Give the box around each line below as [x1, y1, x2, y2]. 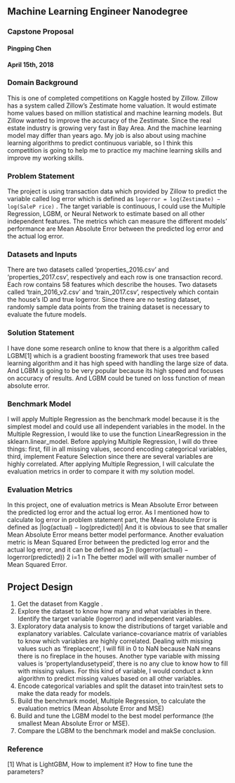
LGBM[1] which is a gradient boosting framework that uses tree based [7, 351, 209, 359]
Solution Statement [7, 328, 75, 338]
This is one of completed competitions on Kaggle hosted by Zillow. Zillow [7, 94, 219, 102]
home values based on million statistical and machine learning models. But [7, 108, 223, 117]
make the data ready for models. [17, 689, 112, 698]
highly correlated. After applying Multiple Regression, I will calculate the [7, 459, 215, 468]
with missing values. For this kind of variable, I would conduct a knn [17, 667, 214, 675]
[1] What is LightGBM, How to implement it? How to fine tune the [7, 760, 193, 769]
